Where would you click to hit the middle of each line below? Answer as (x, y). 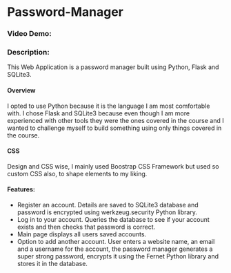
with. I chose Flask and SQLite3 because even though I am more (99, 113)
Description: (28, 53)
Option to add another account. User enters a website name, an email (116, 242)
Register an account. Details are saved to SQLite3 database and (108, 205)
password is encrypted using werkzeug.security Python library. (107, 212)
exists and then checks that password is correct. (86, 227)
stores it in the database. (52, 264)
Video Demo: (29, 34)
